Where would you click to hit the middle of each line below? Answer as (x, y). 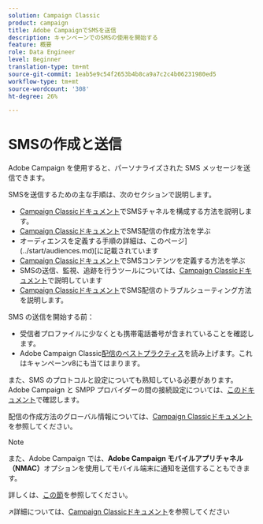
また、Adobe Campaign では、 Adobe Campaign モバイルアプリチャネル (126, 458)
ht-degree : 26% (33, 96)
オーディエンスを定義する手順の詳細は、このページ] (103, 241)
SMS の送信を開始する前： (51, 317)
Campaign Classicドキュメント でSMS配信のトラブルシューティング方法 (135, 290)
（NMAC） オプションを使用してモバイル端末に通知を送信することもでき (126, 468)
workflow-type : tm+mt (44, 81)
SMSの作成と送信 (65, 145)
